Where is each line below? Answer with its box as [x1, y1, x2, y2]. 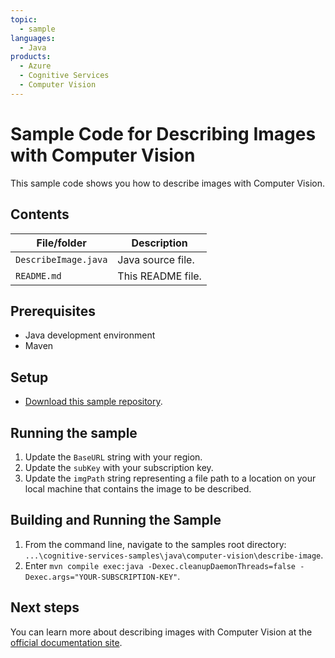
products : [10, 52, 52, 62]
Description [131, 236, 188, 250]
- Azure [19, 61, 52, 71]
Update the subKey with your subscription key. [24, 461, 214, 473]
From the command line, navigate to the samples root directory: [24, 538, 287, 550]
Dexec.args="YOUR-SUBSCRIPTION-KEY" [24, 572, 178, 582]
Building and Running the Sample [10, 512, 222, 529]
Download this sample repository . [24, 396, 163, 408]
